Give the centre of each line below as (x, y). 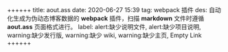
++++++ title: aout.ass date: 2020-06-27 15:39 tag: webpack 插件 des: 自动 (114, 10)
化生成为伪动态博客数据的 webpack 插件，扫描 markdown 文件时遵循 (106, 18)
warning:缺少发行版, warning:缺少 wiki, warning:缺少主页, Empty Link (105, 35)
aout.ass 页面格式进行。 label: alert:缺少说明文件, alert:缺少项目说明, (104, 27)
